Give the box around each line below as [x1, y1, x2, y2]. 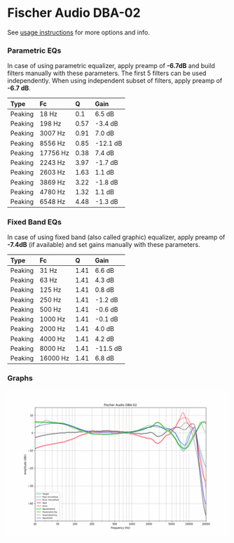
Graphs [7, 373, 33, 383]
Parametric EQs [7, 46, 62, 55]
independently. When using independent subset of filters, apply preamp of [7, 76, 223, 85]
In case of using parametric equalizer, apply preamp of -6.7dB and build [7, 62, 216, 70]
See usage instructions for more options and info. [7, 28, 151, 36]
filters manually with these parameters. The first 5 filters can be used [7, 69, 207, 78]
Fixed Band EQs [7, 217, 62, 227]
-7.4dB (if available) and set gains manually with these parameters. [7, 241, 201, 249]
